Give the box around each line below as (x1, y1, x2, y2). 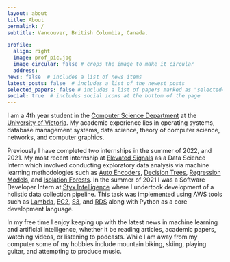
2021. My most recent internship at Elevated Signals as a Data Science (7, 154, 206, 162)
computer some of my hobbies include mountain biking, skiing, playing (7, 240, 207, 248)
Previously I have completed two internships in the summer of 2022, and (7, 147, 212, 155)
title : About (7, 16, 44, 23)
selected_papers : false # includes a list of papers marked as (7, 86, 192, 93)
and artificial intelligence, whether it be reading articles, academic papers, (7, 226, 216, 234)
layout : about (7, 10, 48, 17)
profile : (7, 42, 32, 49)
